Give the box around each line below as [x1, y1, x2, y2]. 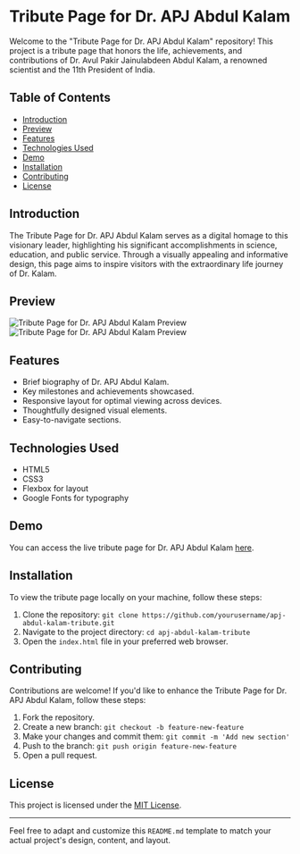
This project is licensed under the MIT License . [9, 800, 182, 810]
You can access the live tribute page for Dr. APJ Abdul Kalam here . [9, 542, 254, 553]
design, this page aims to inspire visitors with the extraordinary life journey [9, 258, 284, 269]
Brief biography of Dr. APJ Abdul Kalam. [21, 377, 170, 388]
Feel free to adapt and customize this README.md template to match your [9, 825, 271, 836]
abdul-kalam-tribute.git [21, 618, 115, 627]
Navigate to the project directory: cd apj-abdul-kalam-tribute [21, 626, 251, 637]
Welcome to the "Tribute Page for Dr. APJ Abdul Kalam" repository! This [9, 36, 274, 46]
